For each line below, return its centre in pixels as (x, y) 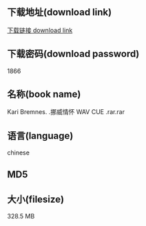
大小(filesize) (35, 200)
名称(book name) (44, 94)
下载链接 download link (40, 30)
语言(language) (40, 136)
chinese (18, 152)
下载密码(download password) (73, 54)
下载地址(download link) (60, 12)
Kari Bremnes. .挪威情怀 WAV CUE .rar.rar (66, 112)
